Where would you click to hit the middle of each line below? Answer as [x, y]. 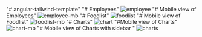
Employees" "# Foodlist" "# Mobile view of [93, 16]
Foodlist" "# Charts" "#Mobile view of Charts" [92, 22]
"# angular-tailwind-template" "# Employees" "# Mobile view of [101, 9]
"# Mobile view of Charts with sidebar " [86, 28]
